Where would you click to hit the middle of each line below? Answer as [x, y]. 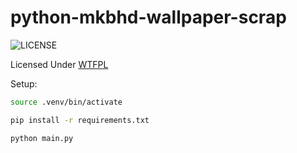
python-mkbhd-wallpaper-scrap [148, 17]
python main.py [42, 138]
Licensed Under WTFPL [59, 64]
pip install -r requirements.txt [80, 120]
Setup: [24, 83]
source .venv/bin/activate [66, 102]
